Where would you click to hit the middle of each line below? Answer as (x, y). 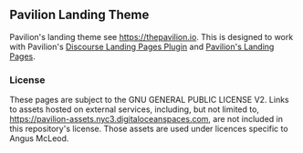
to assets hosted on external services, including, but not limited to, (135, 109)
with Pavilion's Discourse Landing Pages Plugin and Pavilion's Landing (142, 46)
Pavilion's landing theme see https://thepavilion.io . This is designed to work (151, 36)
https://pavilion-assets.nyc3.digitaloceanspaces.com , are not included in (146, 119)
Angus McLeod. (39, 138)
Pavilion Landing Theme (79, 15)
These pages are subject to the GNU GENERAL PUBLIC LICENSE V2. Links (149, 100)
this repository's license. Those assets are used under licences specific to (149, 129)
